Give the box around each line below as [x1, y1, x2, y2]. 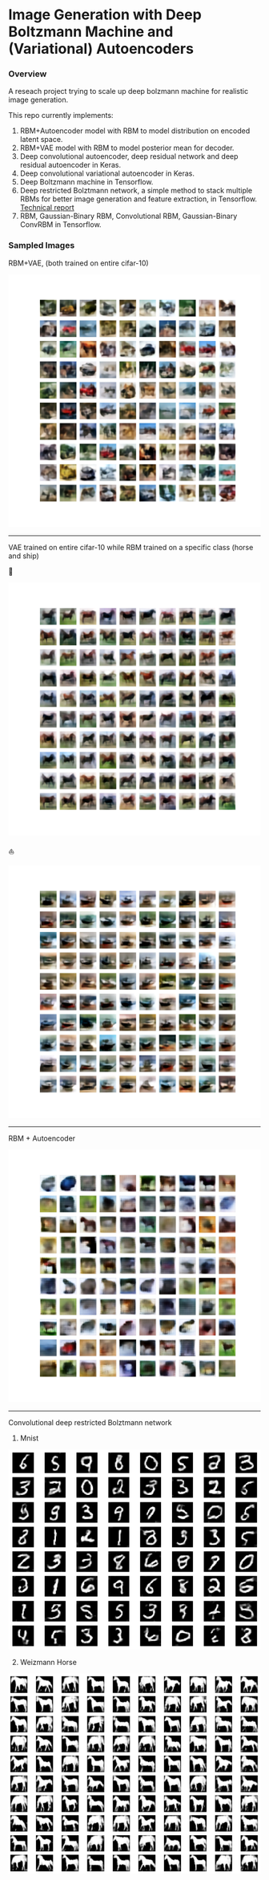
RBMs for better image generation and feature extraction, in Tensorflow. [19, 194, 258, 204]
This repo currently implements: [8, 111, 114, 120]
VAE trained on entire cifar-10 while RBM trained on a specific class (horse [8, 542, 254, 552]
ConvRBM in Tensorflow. [19, 220, 102, 229]
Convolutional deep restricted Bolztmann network [8, 1417, 172, 1427]
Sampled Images [8, 240, 75, 251]
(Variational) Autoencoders [8, 40, 195, 58]
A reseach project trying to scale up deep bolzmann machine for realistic [8, 87, 249, 96]
